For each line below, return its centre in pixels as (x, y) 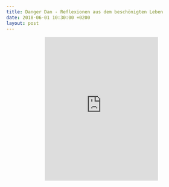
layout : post (23, 23)
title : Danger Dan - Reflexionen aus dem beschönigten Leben (85, 12)
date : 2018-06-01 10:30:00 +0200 (48, 18)
